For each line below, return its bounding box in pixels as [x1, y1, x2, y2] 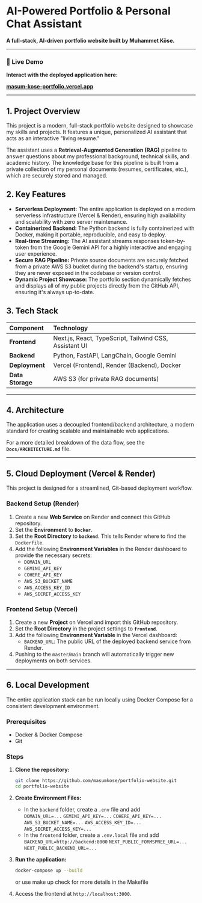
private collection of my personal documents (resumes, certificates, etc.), [6, 165, 188, 173]
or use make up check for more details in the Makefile [14, 878, 148, 886]
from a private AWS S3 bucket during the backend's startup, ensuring [14, 263, 188, 270]
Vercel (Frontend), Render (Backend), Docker [53, 361, 182, 369]
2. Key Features [6, 190, 66, 200]
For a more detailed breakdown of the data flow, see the [6, 439, 145, 446]
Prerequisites [6, 717, 46, 726]
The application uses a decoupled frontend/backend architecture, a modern [6, 421, 194, 428]
